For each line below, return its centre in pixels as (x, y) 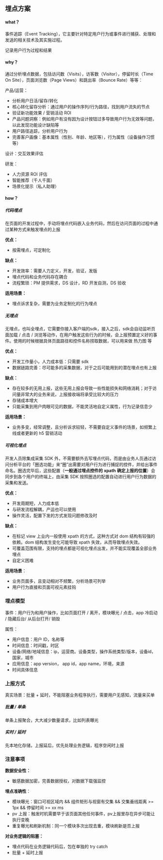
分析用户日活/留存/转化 (35, 101)
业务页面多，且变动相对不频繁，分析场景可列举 (59, 581)
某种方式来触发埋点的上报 (35, 229)
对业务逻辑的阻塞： (24, 836)
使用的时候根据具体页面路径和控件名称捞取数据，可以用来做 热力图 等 (82, 341)
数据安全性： (18, 771)
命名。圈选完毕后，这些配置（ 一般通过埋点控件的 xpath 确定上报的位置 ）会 (80, 471)
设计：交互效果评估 (24, 153)
